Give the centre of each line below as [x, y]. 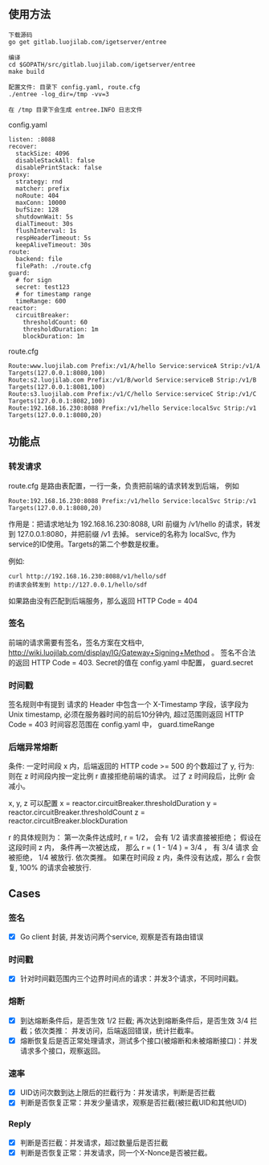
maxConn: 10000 [41, 202]
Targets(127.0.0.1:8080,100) [57, 373]
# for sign [34, 280]
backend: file [39, 259]
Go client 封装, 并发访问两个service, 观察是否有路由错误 [112, 937]
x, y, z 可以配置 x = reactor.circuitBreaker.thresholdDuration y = [113, 803]
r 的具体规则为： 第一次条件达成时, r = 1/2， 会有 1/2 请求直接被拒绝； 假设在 [135, 837]
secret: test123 [43, 287]
